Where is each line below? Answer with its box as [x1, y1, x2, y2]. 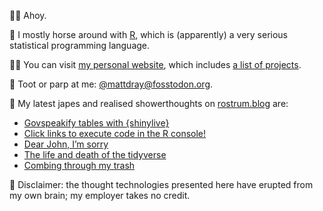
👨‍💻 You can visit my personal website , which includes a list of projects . [9, 59, 302, 70]
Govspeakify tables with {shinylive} [23, 117, 170, 129]
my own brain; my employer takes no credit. [9, 190, 191, 201]
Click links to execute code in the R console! [23, 128, 207, 139]
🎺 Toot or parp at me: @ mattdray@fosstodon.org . [9, 78, 214, 90]
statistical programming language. [9, 40, 151, 51]
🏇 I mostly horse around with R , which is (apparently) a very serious [9, 29, 288, 40]
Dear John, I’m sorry [23, 138, 109, 150]
